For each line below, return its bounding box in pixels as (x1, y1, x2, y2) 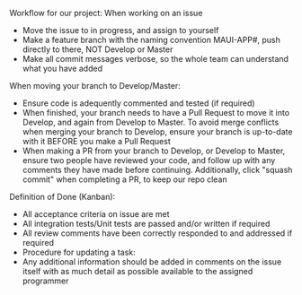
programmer (22, 275, 69, 286)
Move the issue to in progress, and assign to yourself (22, 25, 219, 35)
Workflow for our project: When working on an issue (9, 8, 203, 18)
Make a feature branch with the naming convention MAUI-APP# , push (22, 35, 281, 45)
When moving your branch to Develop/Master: (9, 81, 182, 91)
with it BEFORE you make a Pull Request (22, 136, 171, 146)
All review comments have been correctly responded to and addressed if (22, 228, 293, 239)
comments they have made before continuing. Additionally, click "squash (22, 165, 293, 175)
